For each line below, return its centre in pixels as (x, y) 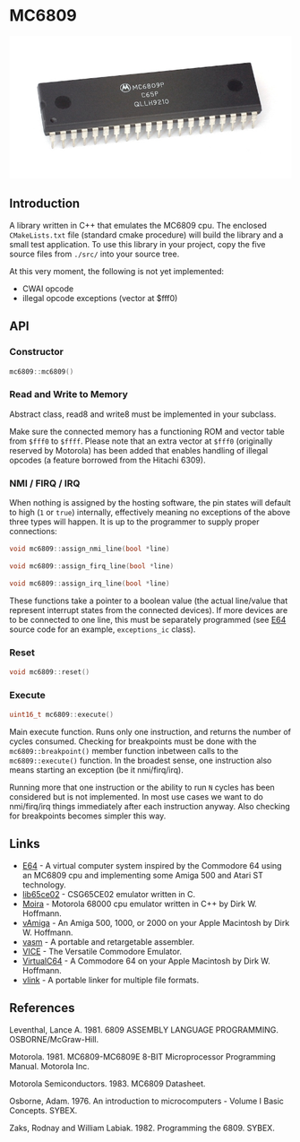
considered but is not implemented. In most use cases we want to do (137, 797)
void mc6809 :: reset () (50, 672)
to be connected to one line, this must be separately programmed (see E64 (148, 619)
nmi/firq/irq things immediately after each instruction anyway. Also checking (150, 807)
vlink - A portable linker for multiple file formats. (111, 980)
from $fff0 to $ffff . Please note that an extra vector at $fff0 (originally (141, 441)
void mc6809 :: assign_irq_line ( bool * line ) (90, 584)
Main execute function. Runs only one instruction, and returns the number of (150, 732)
